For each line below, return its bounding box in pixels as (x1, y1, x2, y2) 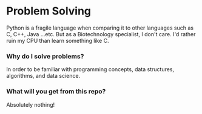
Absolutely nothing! (6, 101, 55, 108)
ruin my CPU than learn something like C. (6, 37, 109, 44)
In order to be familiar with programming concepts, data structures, (6, 66, 175, 73)
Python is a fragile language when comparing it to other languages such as (6, 24, 194, 31)
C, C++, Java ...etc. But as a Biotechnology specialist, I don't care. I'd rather (6, 30, 196, 37)
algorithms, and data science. (6, 72, 81, 80)
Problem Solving (6, 4, 92, 18)
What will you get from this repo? (6, 87, 106, 96)
